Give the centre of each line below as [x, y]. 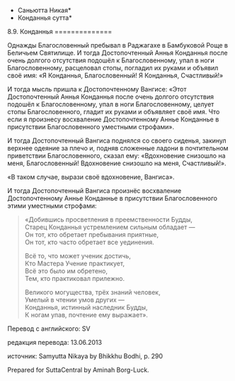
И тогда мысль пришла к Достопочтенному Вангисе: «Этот [97, 89]
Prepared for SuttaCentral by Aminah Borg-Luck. [79, 370]
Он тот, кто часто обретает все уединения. [89, 242]
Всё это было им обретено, [66, 271]
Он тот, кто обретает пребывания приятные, [92, 234]
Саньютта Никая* [44, 10]
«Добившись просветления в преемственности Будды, [109, 220]
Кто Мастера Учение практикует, [75, 263]
